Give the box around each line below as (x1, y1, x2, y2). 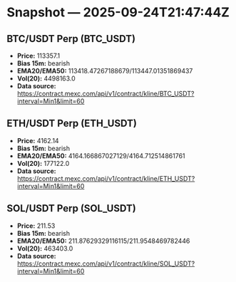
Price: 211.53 (16, 221, 56, 230)
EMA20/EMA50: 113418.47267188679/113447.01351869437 (16, 67, 193, 75)
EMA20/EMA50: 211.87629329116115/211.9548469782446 (16, 236, 190, 245)
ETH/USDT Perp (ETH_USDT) (6, 117, 137, 130)
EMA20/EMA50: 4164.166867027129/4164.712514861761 (16, 151, 186, 160)
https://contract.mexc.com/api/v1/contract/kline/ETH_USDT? (16, 174, 195, 182)
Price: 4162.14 (16, 136, 59, 145)
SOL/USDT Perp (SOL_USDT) (6, 202, 136, 214)
